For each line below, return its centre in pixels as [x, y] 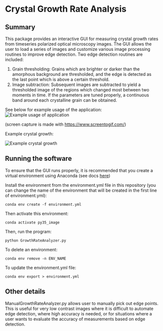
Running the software [38, 159]
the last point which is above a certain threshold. [61, 79]
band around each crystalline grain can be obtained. [64, 100]
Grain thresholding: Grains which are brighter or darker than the [76, 69]
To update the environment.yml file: [41, 267]
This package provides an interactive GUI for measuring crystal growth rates [82, 39]
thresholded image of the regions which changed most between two [81, 90]
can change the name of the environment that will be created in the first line [81, 190]
